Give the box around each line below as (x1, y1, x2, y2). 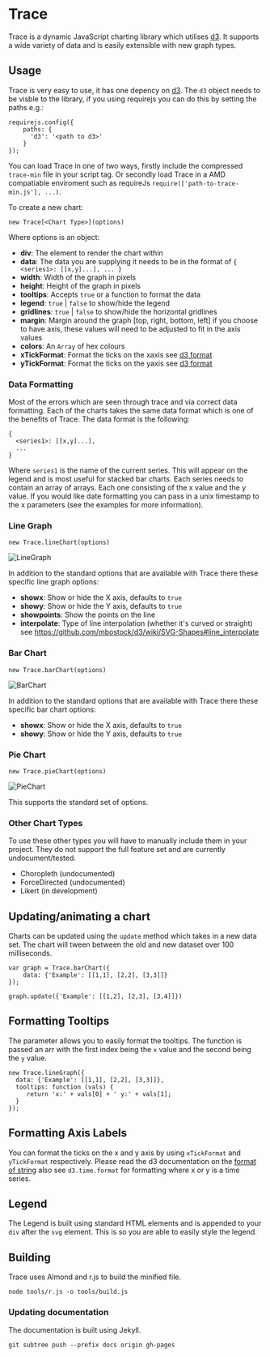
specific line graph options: (8, 577, 99, 587)
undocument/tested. (8, 853, 77, 863)
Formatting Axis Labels (8, 1126, 128, 1140)
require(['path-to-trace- (152, 179, 240, 187)
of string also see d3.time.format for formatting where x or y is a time (8, 1165, 240, 1175)
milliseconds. (8, 948, 53, 958)
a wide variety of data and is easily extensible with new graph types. (8, 40, 237, 49)
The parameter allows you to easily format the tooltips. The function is (8, 1035, 243, 1046)
